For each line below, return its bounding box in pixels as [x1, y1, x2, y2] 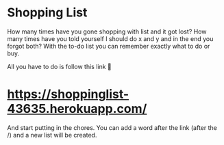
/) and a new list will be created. [7, 131, 97, 139]
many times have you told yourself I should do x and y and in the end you [7, 34, 214, 42]
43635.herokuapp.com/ [7, 101, 147, 117]
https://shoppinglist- [7, 87, 129, 102]
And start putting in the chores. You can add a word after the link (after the [7, 123, 217, 131]
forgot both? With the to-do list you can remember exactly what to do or [7, 42, 210, 50]
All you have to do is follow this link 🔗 [7, 62, 112, 70]
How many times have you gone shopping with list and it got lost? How [7, 27, 207, 36]
